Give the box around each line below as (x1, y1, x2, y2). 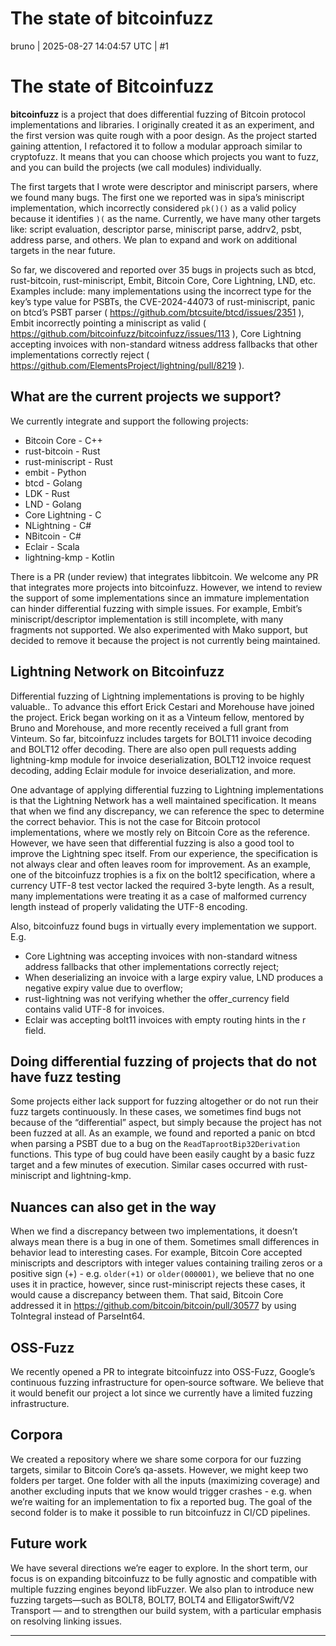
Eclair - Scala (24, 540, 80, 552)
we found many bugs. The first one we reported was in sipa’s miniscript (10, 191, 305, 203)
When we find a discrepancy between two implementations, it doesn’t (10, 1225, 298, 1237)
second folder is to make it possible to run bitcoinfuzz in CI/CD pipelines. (10, 1506, 311, 1518)
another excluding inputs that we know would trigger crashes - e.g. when (10, 1485, 312, 1497)
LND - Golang (24, 498, 82, 510)
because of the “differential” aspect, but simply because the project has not (10, 1117, 322, 1129)
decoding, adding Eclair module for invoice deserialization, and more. (10, 764, 297, 776)
